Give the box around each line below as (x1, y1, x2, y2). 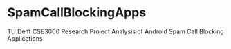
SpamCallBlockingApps (7, 5, 147, 20)
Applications (7, 34, 43, 42)
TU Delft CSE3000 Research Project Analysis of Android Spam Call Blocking (7, 27, 225, 35)
